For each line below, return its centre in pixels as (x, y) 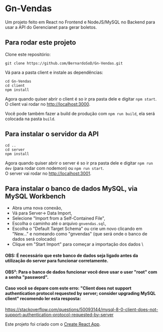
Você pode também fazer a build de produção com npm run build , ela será (80, 113)
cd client (15, 85)
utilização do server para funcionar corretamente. (57, 260)
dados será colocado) (34, 239)
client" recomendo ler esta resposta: (43, 299)
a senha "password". (27, 277)
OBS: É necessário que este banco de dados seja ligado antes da (72, 255)
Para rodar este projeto (41, 43)
